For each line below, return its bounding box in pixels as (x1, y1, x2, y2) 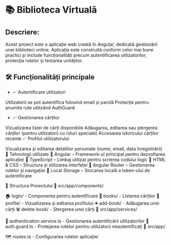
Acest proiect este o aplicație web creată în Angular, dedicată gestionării (5, 41, 158, 47)
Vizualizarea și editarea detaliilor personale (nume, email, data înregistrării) (5, 146, 162, 152)
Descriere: (5, 28, 40, 36)
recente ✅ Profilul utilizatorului (5, 135, 69, 142)
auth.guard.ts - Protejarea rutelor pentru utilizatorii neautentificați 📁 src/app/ (5, 223, 166, 229)
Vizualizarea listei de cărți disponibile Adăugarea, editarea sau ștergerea (5, 124, 158, 130)
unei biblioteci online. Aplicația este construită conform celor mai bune (5, 47, 154, 52)
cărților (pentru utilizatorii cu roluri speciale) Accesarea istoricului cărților (5, 130, 159, 136)
